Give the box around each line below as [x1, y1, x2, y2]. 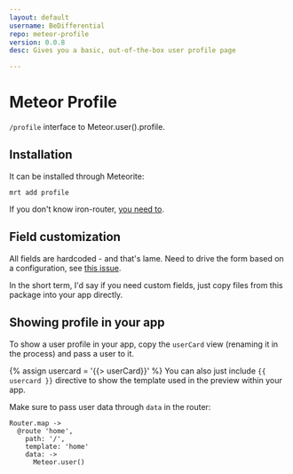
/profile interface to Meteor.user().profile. [9, 122, 166, 133]
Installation [9, 148, 73, 163]
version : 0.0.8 [9, 37, 66, 47]
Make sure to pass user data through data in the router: [9, 401, 211, 412]
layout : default [9, 12, 69, 22]
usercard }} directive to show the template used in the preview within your [9, 374, 282, 385]
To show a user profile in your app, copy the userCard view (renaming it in [9, 339, 279, 349]
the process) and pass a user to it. [9, 348, 135, 358]
